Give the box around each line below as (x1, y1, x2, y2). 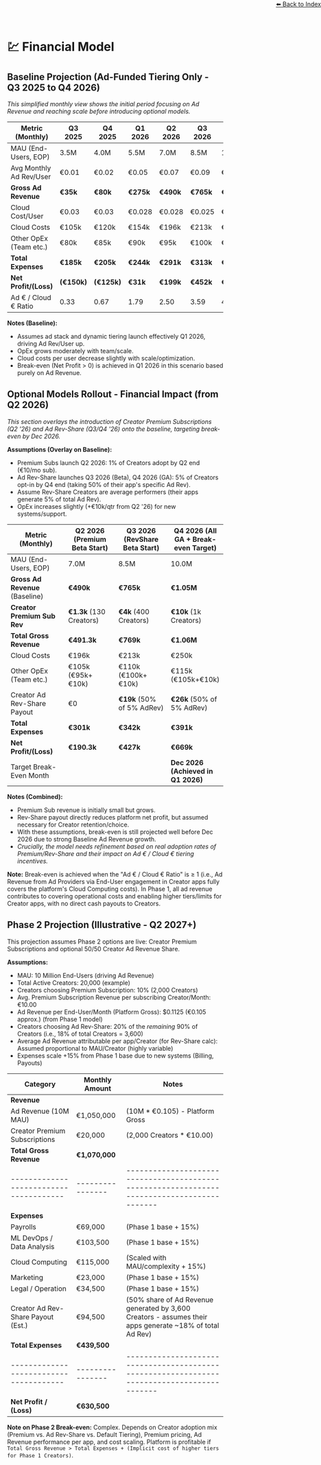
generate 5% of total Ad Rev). (16, 495, 102, 503)
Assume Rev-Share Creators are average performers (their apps (16, 488, 199, 496)
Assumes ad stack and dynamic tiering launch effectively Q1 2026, (16, 333, 206, 340)
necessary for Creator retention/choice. (16, 820, 130, 829)
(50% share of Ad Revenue (126, 1295, 214, 1305)
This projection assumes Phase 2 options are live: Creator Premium (7, 937, 198, 946)
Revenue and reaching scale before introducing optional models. (7, 107, 191, 115)
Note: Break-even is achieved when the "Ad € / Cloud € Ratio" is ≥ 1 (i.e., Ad (7, 870, 223, 878)
